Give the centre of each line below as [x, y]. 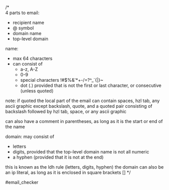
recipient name [28, 23]
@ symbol [23, 28]
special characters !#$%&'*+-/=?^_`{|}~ [62, 80]
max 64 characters [32, 58]
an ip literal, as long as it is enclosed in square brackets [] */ [68, 172]
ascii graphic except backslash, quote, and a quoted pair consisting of [79, 106]
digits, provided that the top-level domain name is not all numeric [81, 152]
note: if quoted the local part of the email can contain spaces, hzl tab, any [82, 101]
